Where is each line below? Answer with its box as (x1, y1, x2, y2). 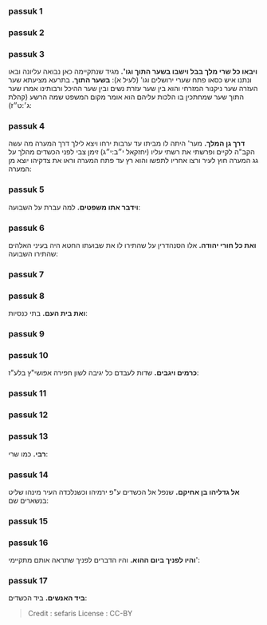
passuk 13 (8, 431, 49, 442)
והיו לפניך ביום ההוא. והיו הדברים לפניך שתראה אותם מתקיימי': (8, 555, 201, 565)
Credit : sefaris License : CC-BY (27, 609, 133, 619)
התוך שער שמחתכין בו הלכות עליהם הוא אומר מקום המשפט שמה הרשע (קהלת (8, 92, 245, 102)
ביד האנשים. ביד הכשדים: (8, 593, 88, 603)
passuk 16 (8, 537, 49, 548)
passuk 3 (8, 48, 45, 59)
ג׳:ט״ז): (8, 101, 32, 110)
